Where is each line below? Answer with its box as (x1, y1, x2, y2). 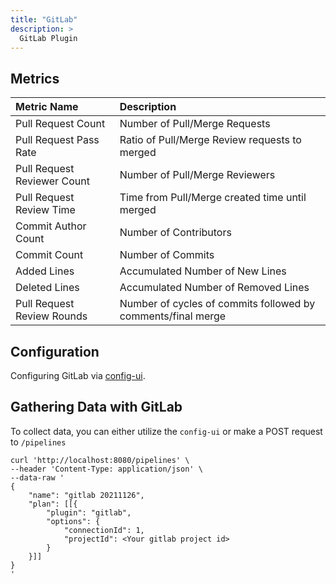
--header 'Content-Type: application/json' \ (10, 464, 203, 474)
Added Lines (15, 264, 75, 278)
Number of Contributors (119, 226, 232, 240)
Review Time (15, 203, 76, 217)
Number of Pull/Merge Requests (119, 117, 271, 131)
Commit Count (15, 248, 84, 262)
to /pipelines (10, 436, 67, 448)
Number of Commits (119, 248, 215, 262)
